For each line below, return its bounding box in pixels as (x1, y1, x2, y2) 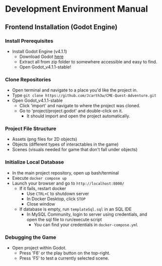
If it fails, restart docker (19, 185, 67, 191)
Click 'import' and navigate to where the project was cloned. (19, 103, 141, 109)
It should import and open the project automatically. (26, 113, 130, 119)
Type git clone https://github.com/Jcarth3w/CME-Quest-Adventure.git (12, 93, 157, 98)
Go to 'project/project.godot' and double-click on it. (19, 108, 123, 114)
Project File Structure (5, 125, 57, 132)
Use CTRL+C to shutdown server (26, 190, 89, 196)
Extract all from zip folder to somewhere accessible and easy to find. (19, 58, 157, 64)
